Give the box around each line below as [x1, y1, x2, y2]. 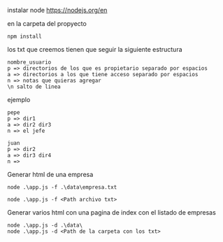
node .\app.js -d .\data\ [7, 222, 82, 229]
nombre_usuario [7, 59, 52, 66]
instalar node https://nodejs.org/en [7, 6, 108, 14]
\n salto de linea [7, 83, 61, 90]
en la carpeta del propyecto [7, 20, 87, 27]
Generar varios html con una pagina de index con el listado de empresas [7, 208, 217, 216]
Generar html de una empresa [7, 171, 94, 178]
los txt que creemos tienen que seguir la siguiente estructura [7, 45, 183, 53]
